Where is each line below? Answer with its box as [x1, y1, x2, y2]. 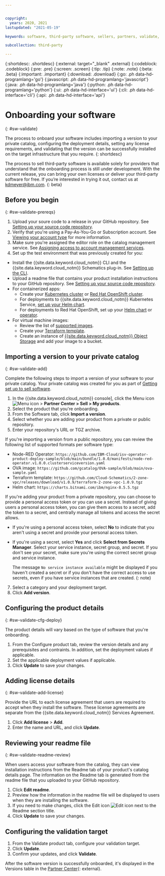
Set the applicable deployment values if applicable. [12, 657, 116, 663]
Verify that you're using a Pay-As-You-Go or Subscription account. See [12, 229, 157, 235]
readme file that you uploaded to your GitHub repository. [5, 777, 120, 783]
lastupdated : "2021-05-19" [5, 25, 61, 30]
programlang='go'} [5, 76, 44, 82]
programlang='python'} [5, 87, 53, 93]
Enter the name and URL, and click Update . [12, 724, 100, 730]
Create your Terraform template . [19, 328, 85, 334]
